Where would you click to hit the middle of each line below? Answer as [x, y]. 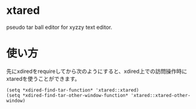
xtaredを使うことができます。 [43, 78]
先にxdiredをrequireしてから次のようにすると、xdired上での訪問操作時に [97, 71]
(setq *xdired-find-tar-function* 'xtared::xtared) [73, 90]
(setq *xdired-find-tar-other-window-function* [67, 95]
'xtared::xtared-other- [161, 95]
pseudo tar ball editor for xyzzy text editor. [59, 27]
